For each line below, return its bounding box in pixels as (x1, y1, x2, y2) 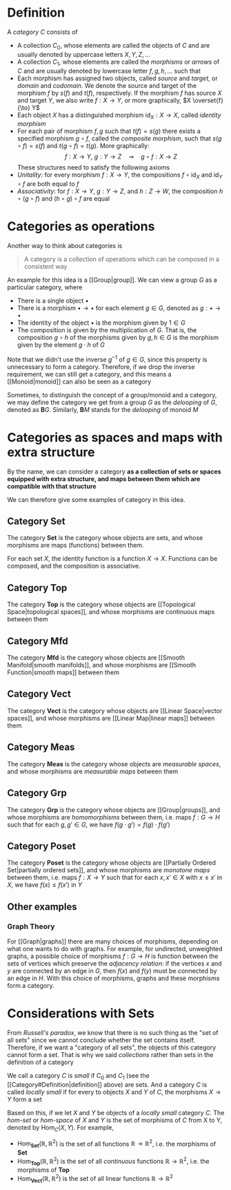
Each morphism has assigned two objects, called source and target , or (17, 74, 219, 82)
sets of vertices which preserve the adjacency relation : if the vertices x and (7, 959, 222, 968)
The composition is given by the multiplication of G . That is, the (17, 326, 197, 334)
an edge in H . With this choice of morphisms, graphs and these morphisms (7, 974, 220, 982)
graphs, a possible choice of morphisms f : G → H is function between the (7, 952, 219, 960)
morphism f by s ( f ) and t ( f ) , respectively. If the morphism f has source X (17, 89, 222, 97)
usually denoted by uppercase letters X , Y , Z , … (17, 50, 150, 58)
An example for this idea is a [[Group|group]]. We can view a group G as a (7, 276, 217, 285)
